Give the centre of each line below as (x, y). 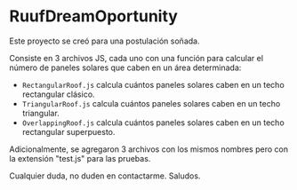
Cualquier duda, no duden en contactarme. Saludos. (105, 176)
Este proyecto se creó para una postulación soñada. (104, 41)
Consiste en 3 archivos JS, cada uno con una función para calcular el (136, 58)
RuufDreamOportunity (93, 16)
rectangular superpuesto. (68, 131)
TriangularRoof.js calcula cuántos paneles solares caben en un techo (151, 103)
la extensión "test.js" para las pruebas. (80, 158)
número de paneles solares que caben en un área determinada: (125, 67)
